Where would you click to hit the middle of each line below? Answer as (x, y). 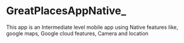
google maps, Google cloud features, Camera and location (78, 33)
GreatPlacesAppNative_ (66, 11)
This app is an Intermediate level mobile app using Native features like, (92, 27)
